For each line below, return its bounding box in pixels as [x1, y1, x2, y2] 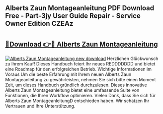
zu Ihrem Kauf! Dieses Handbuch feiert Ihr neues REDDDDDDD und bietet [5, 61, 156, 66]
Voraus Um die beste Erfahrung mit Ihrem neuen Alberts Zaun [5, 71, 132, 77]
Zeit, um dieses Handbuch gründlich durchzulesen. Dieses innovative [5, 82, 148, 88]
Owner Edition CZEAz [5, 19, 74, 28]
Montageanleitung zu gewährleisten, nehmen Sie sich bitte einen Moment [5, 77, 156, 82]
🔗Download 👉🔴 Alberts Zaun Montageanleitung [5, 40, 158, 49]
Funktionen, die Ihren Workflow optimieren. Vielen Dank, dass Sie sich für [5, 93, 156, 98]
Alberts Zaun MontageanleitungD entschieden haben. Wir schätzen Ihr [5, 98, 150, 104]
